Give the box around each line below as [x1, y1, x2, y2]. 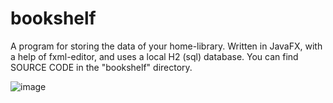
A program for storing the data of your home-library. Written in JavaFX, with [10, 40, 323, 52]
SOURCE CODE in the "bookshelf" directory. [10, 61, 193, 73]
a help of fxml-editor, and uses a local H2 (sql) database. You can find [10, 50, 299, 62]
